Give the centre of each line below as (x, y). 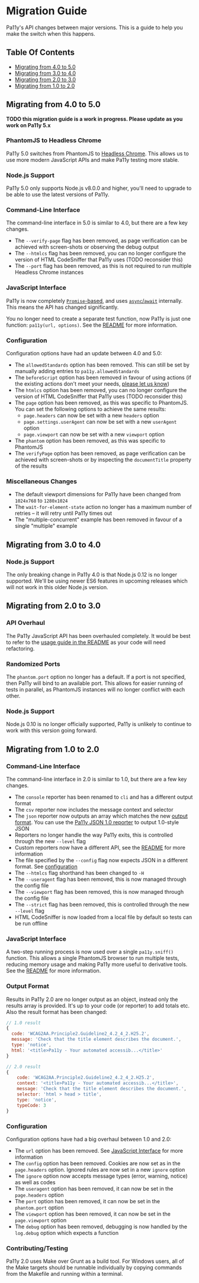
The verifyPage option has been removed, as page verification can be (100, 453)
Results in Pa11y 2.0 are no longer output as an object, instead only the (92, 999)
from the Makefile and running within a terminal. (65, 1274)
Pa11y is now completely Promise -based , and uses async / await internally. (94, 301)
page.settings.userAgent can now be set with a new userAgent (100, 422)
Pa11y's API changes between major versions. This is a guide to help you (94, 27)
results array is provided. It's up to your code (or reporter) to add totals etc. (98, 1005)
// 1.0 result (24, 1023)
